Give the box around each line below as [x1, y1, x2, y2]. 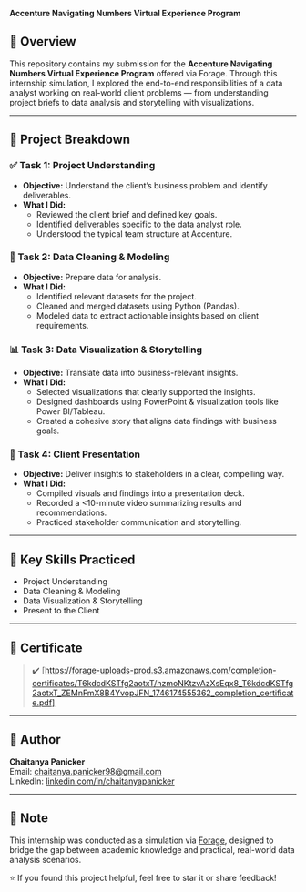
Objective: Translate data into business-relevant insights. [22, 368, 239, 379]
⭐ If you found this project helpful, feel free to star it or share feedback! [9, 872, 277, 883]
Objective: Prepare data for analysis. [22, 271, 162, 282]
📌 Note [9, 810, 48, 826]
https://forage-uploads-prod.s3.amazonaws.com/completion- [44, 664, 277, 676]
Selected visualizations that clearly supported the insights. [36, 387, 257, 398]
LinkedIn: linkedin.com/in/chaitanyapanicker [9, 775, 175, 786]
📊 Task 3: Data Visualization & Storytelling [9, 343, 203, 356]
